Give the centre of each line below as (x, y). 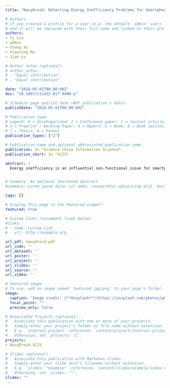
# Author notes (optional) (34, 66)
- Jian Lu (16, 57)
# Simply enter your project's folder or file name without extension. (85, 326)
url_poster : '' (21, 256)
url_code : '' (19, 247)
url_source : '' (21, 270)
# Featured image (24, 284)
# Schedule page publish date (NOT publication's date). (67, 103)
